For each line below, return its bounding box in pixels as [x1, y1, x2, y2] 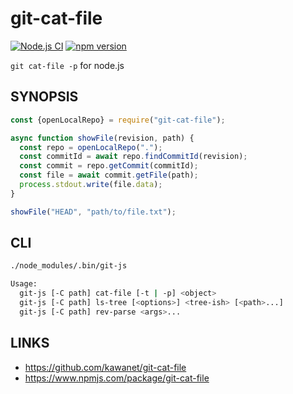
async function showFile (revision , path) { [10, 133, 195, 143]
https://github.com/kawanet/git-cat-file [24, 361, 187, 373]
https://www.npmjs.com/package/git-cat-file [24, 372, 210, 384]
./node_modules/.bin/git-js [10, 261, 128, 271]
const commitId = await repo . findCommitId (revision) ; [19, 152, 248, 162]
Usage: [10, 279, 38, 289]
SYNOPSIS [10, 88, 79, 106]
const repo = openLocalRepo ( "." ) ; [19, 142, 163, 152]
